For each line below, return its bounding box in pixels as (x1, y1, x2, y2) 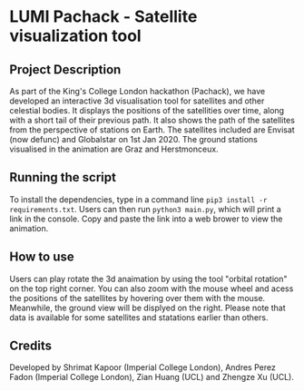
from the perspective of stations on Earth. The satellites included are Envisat (9, 124, 295, 135)
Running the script (9, 170, 116, 185)
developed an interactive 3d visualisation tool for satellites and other (9, 95, 265, 106)
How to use (9, 249, 74, 265)
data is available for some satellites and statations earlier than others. (9, 311, 269, 323)
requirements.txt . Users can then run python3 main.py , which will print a (9, 203, 281, 214)
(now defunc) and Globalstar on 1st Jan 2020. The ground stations (9, 134, 259, 144)
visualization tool (9, 25, 142, 46)
